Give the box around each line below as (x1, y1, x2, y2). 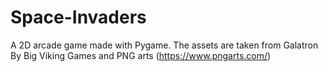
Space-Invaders (10, 6, 147, 29)
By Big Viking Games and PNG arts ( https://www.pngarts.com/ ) (10, 49, 272, 61)
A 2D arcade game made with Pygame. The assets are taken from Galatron (10, 39, 319, 51)
